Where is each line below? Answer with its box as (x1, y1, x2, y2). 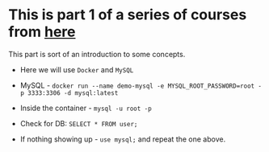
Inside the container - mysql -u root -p (19, 103, 152, 113)
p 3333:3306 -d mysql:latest (19, 88, 119, 97)
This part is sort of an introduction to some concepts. (8, 49, 186, 59)
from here (8, 23, 76, 41)
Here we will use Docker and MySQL (19, 64, 134, 74)
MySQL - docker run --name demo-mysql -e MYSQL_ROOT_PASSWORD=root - (19, 80, 263, 90)
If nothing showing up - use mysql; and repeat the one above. (19, 134, 226, 144)
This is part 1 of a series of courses (8, 6, 247, 24)
